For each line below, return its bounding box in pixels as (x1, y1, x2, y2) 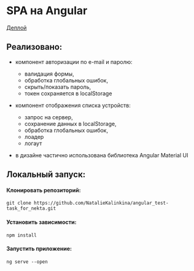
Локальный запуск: (6, 170, 86, 180)
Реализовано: (6, 42, 63, 52)
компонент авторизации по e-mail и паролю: (15, 58, 133, 65)
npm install (6, 232, 37, 238)
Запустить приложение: (6, 245, 72, 253)
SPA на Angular (6, 4, 88, 18)
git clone (6, 200, 32, 206)
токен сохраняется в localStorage (24, 90, 112, 97)
